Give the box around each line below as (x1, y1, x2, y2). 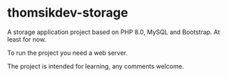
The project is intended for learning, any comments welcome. (7, 62, 184, 70)
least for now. (7, 35, 47, 43)
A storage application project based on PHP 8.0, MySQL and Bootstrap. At (7, 28, 220, 36)
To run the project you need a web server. (7, 49, 128, 57)
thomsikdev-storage (7, 5, 129, 21)
